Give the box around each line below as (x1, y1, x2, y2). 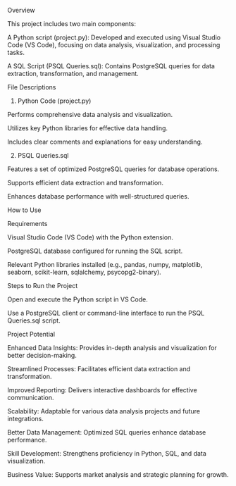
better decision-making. (7, 351, 77, 359)
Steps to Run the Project (7, 282, 78, 289)
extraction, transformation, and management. (7, 70, 139, 77)
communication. (7, 394, 54, 401)
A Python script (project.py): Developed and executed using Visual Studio (7, 33, 221, 42)
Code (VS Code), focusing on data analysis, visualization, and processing (7, 41, 221, 49)
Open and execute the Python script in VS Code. (7, 295, 148, 304)
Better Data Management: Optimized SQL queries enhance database (7, 428, 206, 436)
